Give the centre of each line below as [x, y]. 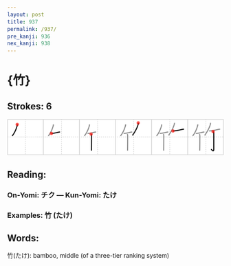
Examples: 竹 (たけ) [40, 215]
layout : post [26, 14]
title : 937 [23, 22]
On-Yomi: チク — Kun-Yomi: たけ [62, 195]
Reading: [27, 174]
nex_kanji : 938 [29, 44]
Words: [23, 238]
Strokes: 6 [30, 106]
